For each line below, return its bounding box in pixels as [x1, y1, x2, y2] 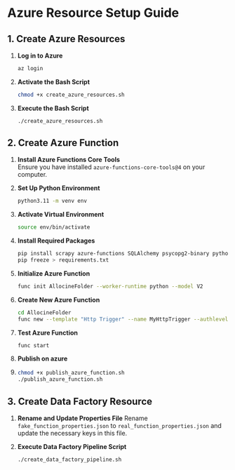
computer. [17, 170, 48, 179]
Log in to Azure [17, 51, 63, 60]
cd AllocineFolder [17, 309, 72, 316]
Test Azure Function [17, 328, 79, 337]
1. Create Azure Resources [7, 33, 126, 45]
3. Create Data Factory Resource [7, 395, 153, 408]
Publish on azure [17, 354, 68, 363]
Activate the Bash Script [17, 77, 90, 86]
